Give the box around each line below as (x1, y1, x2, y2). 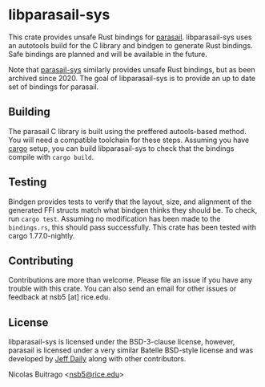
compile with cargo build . (8, 152, 94, 161)
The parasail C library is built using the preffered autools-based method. (8, 126, 247, 136)
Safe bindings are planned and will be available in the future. (8, 49, 208, 59)
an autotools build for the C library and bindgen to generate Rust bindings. (8, 40, 254, 50)
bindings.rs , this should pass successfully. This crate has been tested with (8, 222, 257, 232)
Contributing (8, 254, 74, 267)
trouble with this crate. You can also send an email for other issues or (8, 283, 237, 294)
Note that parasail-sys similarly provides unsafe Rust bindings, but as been (8, 64, 255, 74)
